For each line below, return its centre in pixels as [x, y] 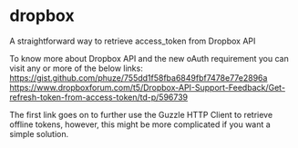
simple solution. [39, 133]
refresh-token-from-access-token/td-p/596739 [99, 97]
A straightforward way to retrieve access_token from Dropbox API [133, 41]
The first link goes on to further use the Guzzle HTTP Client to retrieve [141, 114]
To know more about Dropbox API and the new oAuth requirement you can [149, 58]
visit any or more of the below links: [76, 68]
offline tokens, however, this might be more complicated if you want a [140, 124]
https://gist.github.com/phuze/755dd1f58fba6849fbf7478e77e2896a [139, 77]
